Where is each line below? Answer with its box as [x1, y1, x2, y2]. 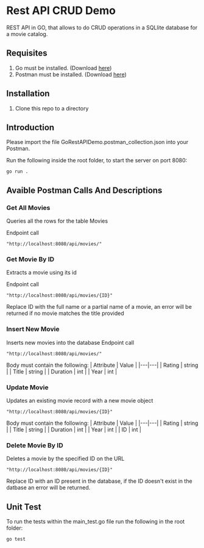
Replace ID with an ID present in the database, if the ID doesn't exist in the [6, 477, 193, 485]
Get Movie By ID [6, 254, 55, 263]
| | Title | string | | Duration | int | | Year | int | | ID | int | [6, 425, 142, 433]
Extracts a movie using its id [6, 269, 77, 276]
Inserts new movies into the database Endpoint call [6, 339, 135, 346]
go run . [6, 168, 29, 175]
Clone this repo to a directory [15, 104, 89, 112]
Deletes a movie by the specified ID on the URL [6, 455, 125, 463]
